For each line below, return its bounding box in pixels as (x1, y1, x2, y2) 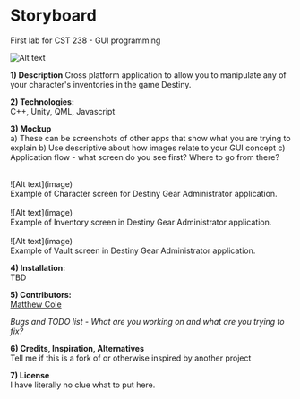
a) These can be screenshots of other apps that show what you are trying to (10, 132, 291, 143)
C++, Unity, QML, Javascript (10, 106, 116, 116)
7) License (10, 369, 50, 380)
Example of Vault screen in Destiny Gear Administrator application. (10, 245, 256, 256)
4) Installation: (10, 262, 66, 273)
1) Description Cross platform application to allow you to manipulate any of (10, 69, 287, 81)
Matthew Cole (10, 299, 62, 310)
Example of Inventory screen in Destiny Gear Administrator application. (10, 216, 272, 227)
